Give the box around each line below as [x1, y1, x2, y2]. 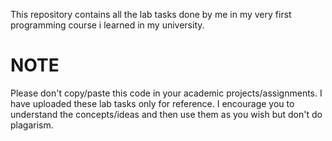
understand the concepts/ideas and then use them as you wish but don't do [10, 108, 323, 120]
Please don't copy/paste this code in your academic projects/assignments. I [10, 87, 323, 99]
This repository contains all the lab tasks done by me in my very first [10, 9, 292, 20]
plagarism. [10, 119, 54, 131]
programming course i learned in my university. [10, 19, 205, 31]
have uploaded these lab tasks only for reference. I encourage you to [10, 97, 295, 109]
